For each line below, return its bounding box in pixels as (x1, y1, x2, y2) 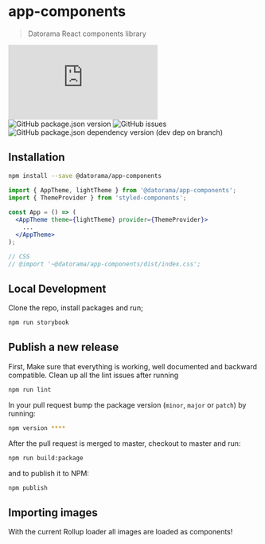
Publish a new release (8, 341, 119, 354)
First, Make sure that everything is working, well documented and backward (8, 361, 257, 371)
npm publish (8, 483, 48, 492)
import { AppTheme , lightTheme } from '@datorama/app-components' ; (8, 186, 237, 194)
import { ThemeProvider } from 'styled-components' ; (8, 194, 187, 202)
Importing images (8, 506, 98, 519)
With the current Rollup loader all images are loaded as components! (8, 527, 233, 537)
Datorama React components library (27, 29, 147, 38)
